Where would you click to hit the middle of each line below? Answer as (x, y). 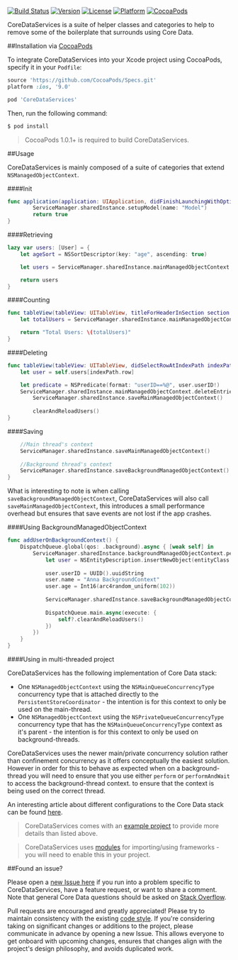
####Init (20, 189)
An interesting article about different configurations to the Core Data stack (116, 804)
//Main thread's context (57, 444)
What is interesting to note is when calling (68, 491)
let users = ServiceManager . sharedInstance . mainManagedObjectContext (125, 267)
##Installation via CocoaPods (50, 46)
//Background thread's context (66, 464)
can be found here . (35, 812)
